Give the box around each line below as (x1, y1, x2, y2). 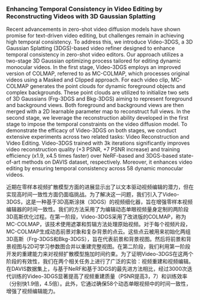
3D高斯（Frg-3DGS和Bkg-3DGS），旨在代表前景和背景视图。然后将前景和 (6, 236, 186, 243)
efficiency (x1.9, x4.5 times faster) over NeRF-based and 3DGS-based (6, 152, 178, 160)
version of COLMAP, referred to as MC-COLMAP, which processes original (6, 70, 190, 77)
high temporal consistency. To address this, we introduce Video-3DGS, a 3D (6, 38, 193, 46)
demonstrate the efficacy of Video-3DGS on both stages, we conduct (6, 127, 177, 134)
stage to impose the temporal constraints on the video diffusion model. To (6, 121, 187, 128)
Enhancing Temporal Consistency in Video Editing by (6, 5, 162, 13)
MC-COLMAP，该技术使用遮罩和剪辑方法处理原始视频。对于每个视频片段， (6, 221, 191, 228)
